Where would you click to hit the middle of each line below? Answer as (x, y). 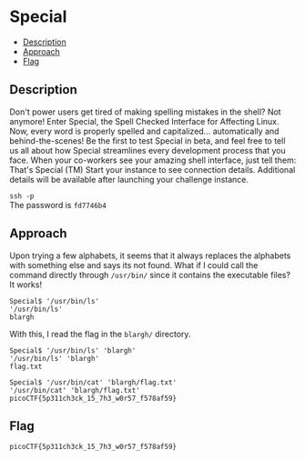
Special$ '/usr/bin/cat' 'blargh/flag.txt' (93, 382)
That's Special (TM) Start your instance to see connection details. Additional (152, 169)
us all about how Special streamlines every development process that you (148, 150)
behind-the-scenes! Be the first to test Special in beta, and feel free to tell (147, 140)
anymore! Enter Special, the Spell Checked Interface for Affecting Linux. (144, 121)
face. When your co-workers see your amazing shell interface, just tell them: (153, 160)
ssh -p (22, 196)
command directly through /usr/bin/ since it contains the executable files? (150, 275)
